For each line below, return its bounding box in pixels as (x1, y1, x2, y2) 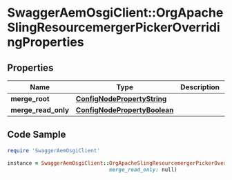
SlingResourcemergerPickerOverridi (7, 19, 221, 35)
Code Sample (7, 129, 66, 141)
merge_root (10, 94, 50, 103)
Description (180, 82, 220, 91)
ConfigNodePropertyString (75, 94, 167, 103)
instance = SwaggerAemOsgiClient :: (7, 159, 110, 167)
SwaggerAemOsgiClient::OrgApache (7, 5, 224, 21)
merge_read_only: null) (109, 166, 177, 173)
